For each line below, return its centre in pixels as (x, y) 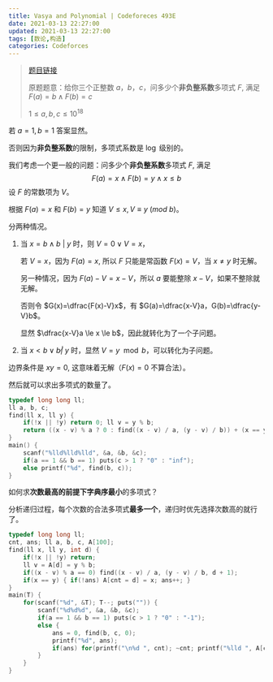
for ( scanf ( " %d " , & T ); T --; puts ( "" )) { (91, 603)
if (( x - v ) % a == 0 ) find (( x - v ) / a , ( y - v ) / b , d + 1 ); (130, 572)
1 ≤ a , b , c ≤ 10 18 (56, 113)
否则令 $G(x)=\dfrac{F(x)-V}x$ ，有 (79, 305)
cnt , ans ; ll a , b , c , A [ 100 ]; (61, 542)
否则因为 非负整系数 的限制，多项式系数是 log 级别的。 (98, 148)
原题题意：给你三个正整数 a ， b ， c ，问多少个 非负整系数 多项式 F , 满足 (144, 88)
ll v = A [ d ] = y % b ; (59, 565)
